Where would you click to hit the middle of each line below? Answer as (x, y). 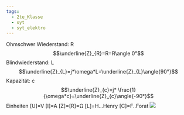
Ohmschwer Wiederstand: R (40, 44)
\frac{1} (127, 90)
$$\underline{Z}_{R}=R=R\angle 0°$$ (98, 54)
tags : (13, 11)
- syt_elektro (28, 28)
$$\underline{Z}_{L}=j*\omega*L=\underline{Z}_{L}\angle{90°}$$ (98, 72)
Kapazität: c (21, 81)
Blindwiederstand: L (30, 62)
